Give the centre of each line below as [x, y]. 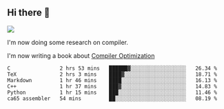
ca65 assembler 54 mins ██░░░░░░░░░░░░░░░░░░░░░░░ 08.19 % [112, 98]
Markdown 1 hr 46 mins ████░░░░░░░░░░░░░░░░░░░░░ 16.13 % [112, 80]
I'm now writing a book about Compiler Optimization [81, 55]
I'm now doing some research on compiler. [68, 42]
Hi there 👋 [29, 13]
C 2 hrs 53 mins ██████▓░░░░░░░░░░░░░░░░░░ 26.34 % [112, 68]
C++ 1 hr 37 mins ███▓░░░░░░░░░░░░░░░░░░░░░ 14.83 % [112, 86]
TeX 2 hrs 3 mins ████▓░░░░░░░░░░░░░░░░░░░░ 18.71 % [112, 74]
